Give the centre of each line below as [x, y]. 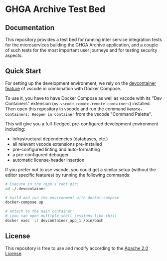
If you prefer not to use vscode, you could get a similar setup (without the [81, 169]
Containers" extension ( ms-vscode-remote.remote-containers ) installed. [78, 103]
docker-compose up [24, 202]
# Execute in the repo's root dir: [42, 184]
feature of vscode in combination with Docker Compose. [63, 88]
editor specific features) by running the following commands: [68, 175]
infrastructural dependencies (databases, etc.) [60, 139]
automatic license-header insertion [48, 160]
